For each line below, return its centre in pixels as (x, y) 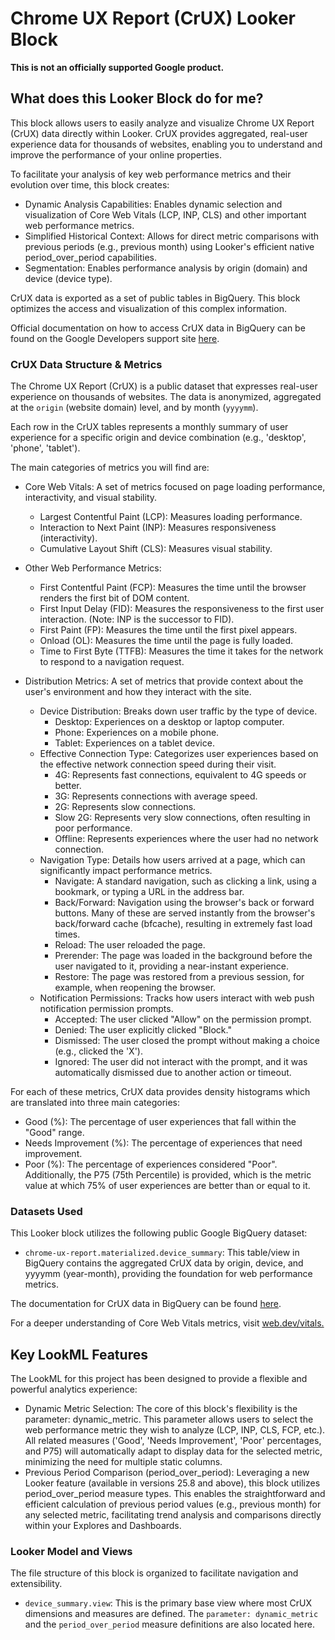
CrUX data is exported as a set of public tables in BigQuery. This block (155, 298)
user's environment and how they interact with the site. (138, 692)
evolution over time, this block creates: (90, 184)
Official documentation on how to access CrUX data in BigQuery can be (158, 328)
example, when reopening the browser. (135, 988)
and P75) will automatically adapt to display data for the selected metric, (173, 1451)
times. (67, 934)
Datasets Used (46, 1211)
